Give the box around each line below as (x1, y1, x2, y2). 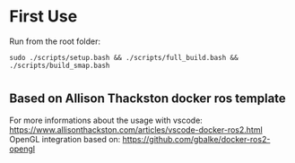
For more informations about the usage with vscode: (9, 115, 204, 125)
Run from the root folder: (9, 36, 101, 47)
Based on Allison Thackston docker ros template (9, 91, 287, 107)
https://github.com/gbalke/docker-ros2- (122, 133, 271, 144)
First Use (9, 6, 78, 27)
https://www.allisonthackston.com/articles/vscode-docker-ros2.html (9, 124, 263, 135)
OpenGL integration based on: (9, 133, 121, 144)
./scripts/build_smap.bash (9, 61, 110, 70)
